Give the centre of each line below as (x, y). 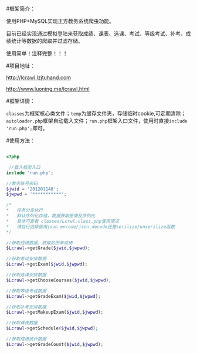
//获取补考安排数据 (26, 307)
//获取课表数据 (22, 323)
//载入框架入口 (24, 167)
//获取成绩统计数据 (26, 339)
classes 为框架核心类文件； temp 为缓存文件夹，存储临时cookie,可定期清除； (96, 113)
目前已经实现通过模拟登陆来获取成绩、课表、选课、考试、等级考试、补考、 (96, 33)
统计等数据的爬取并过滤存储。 (47, 41)
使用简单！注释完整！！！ (37, 53)
